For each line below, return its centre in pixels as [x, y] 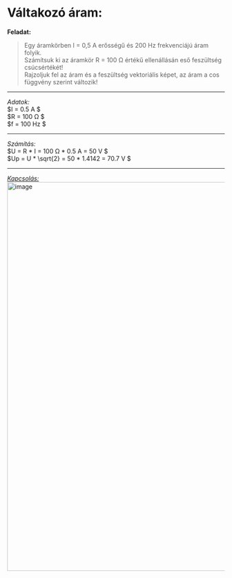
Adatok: [18, 102]
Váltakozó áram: [55, 13]
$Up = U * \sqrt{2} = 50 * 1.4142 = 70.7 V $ [69, 158]
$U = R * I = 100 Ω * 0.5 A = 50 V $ [58, 151]
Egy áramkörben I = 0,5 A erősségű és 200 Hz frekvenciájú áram [116, 45]
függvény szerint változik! [61, 82]
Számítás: [21, 144]
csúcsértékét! [43, 67]
